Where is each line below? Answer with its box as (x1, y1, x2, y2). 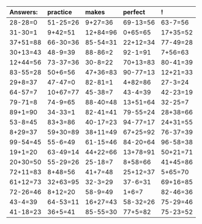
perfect (123, 8, 146, 16)
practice (47, 8, 72, 16)
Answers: (9, 8, 38, 16)
